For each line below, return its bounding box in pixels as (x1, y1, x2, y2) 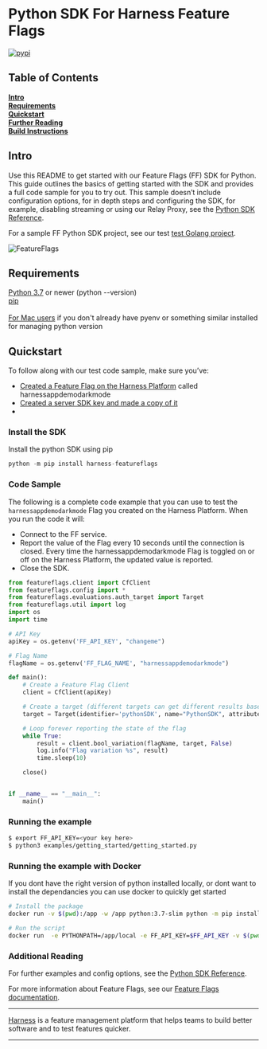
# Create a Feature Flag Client (22, 681, 130, 689)
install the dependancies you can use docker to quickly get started (8, 887, 226, 897)
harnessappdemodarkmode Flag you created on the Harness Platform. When (8, 505, 249, 515)
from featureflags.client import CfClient (8, 578, 151, 586)
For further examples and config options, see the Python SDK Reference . (8, 969, 248, 978)
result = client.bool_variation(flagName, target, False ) (37, 739, 233, 747)
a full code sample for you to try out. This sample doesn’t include (8, 187, 221, 197)
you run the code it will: (8, 514, 85, 523)
